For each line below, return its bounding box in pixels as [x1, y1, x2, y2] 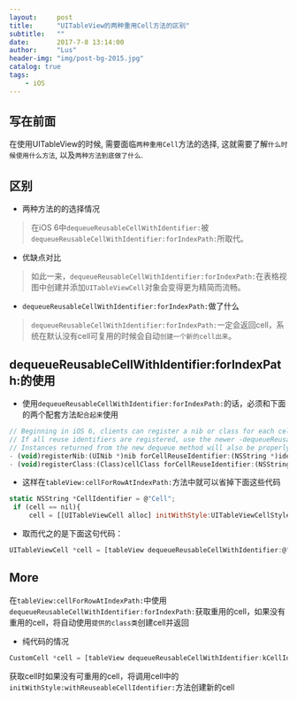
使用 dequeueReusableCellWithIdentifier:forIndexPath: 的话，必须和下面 [21, 398, 286, 409]
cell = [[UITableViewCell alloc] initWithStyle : [28, 511, 212, 520]
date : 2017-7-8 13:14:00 [9, 37, 125, 47]
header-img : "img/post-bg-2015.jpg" [9, 54, 144, 63]
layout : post [9, 12, 73, 22]
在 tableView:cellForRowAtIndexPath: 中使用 [9, 595, 168, 605]
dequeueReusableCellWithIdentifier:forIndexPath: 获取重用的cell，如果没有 [9, 605, 286, 616]
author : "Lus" [9, 46, 77, 55]
